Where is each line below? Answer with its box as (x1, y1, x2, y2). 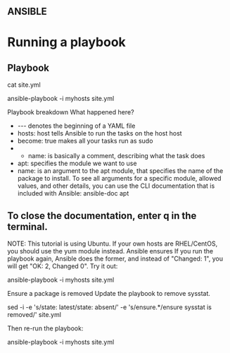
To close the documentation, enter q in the (7, 210, 197, 222)
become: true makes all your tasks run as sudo (17, 137, 153, 145)
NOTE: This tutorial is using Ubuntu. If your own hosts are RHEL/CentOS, (7, 239, 218, 248)
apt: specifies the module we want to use (17, 159, 137, 168)
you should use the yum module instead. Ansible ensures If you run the (7, 247, 213, 256)
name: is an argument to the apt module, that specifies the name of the (17, 167, 224, 175)
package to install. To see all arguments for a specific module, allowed (17, 174, 222, 183)
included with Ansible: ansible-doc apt (17, 189, 129, 198)
